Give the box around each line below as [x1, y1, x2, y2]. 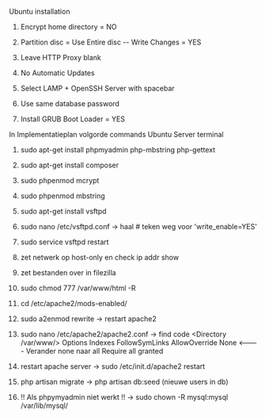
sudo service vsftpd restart [20, 237, 109, 247]
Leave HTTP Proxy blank [20, 53, 102, 62]
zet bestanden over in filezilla [20, 268, 117, 277]
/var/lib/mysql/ [20, 401, 69, 410]
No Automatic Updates [20, 68, 95, 78]
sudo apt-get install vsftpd [20, 206, 107, 216]
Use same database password [20, 99, 119, 108]
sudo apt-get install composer [20, 160, 119, 170]
